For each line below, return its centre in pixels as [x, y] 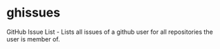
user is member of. [33, 39]
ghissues [33, 13]
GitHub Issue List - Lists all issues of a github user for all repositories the [110, 32]
